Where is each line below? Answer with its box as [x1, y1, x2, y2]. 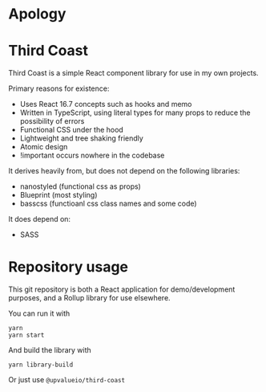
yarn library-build [8, 361, 74, 370]
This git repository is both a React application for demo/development [8, 284, 236, 294]
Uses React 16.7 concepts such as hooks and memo [19, 100, 192, 109]
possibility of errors [19, 116, 85, 126]
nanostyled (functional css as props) [19, 182, 142, 191]
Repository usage [8, 258, 129, 276]
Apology [8, 5, 66, 23]
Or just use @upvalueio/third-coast [8, 375, 126, 385]
